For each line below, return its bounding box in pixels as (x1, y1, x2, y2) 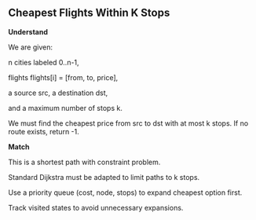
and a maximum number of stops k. (8, 103, 123, 112)
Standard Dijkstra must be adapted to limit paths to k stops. (8, 172, 200, 181)
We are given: (8, 42, 53, 52)
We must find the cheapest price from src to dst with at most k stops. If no (8, 118, 249, 128)
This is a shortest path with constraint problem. (8, 157, 161, 167)
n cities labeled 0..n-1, (8, 57, 80, 67)
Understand (8, 27, 49, 36)
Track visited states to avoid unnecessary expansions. (8, 203, 184, 212)
